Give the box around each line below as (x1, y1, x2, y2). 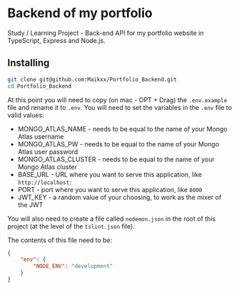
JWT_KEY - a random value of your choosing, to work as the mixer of (17, 193, 222, 201)
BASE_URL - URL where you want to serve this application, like (17, 170, 202, 179)
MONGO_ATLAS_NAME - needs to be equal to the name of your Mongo (17, 124, 228, 133)
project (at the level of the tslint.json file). (7, 221, 136, 230)
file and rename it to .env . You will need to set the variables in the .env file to (7, 103, 233, 111)
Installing (7, 57, 50, 69)
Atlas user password (17, 147, 78, 156)
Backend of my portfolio (7, 5, 153, 21)
